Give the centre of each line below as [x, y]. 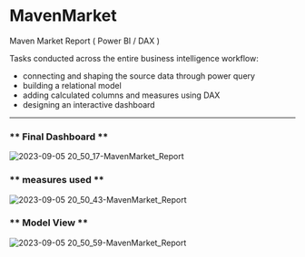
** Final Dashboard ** [59, 137]
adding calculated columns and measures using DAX [121, 95]
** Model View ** [49, 223]
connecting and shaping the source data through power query [139, 76]
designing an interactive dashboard [89, 104]
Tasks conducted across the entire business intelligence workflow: [134, 58]
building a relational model [72, 85]
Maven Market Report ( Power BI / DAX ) [85, 41]
